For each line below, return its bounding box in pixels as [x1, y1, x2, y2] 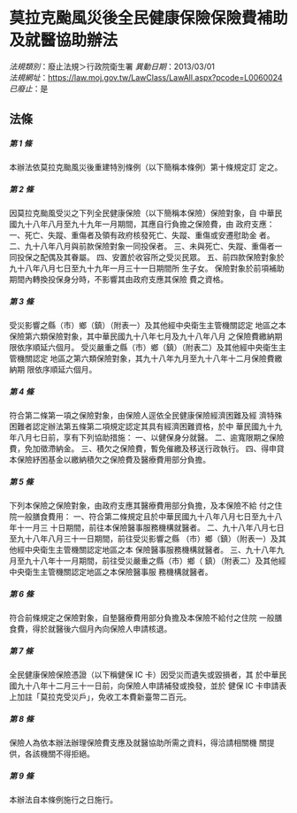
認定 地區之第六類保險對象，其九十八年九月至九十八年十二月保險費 [32, 353, 275, 364]
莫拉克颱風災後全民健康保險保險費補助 [9, 8, 289, 28]
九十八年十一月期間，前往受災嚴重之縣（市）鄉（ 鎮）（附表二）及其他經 [24, 556, 286, 566]
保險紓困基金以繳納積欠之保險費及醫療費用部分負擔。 [16, 455, 210, 465]
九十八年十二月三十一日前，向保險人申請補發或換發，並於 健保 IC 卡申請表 [16, 680, 287, 691]
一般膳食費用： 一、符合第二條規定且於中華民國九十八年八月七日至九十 [16, 511, 275, 522]
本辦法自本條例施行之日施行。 [9, 794, 118, 805]
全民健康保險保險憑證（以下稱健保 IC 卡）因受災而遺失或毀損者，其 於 [9, 670, 263, 680]
